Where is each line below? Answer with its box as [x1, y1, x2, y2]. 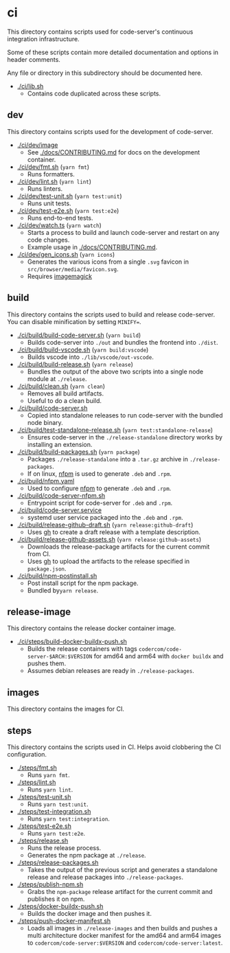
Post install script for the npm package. [27, 579, 139, 587]
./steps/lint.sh [16, 778, 56, 786]
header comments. [7, 55, 60, 63]
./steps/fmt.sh [16, 763, 57, 772]
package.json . [27, 564, 67, 573]
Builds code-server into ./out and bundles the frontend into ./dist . [27, 338, 218, 346]
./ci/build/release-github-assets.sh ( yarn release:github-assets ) [16, 535, 202, 543]
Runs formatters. [27, 170, 76, 178]
